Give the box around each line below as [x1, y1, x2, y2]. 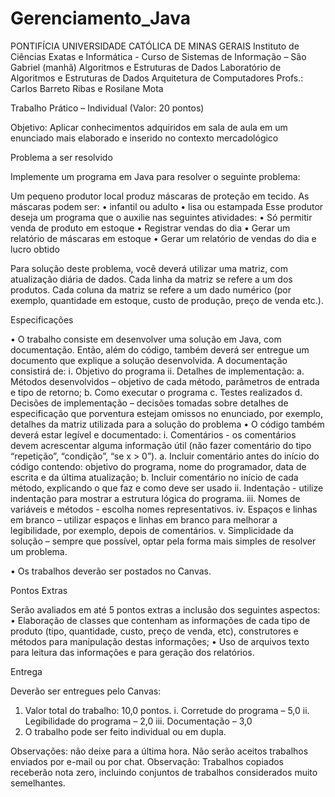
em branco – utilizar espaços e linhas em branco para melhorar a [10, 513, 278, 526]
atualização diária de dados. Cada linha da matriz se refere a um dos [10, 273, 293, 285]
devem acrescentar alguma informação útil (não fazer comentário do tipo [10, 439, 312, 451]
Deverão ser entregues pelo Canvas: [10, 685, 162, 697]
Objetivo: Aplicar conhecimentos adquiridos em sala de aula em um [10, 121, 288, 133]
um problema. [10, 545, 68, 557]
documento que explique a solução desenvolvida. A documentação [10, 354, 288, 366]
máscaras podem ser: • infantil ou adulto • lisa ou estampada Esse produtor [10, 200, 324, 212]
